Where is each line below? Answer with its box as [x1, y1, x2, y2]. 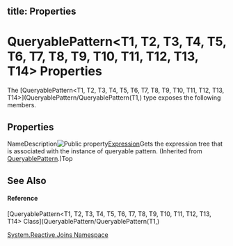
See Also [7, 174, 47, 187]
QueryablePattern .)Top [7, 155, 73, 163]
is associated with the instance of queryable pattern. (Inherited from [7, 147, 203, 155]
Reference [7, 194, 38, 203]
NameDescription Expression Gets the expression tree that [7, 139, 223, 148]
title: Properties [7, 6, 77, 17]
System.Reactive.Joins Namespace [7, 230, 109, 239]
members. [7, 101, 37, 109]
